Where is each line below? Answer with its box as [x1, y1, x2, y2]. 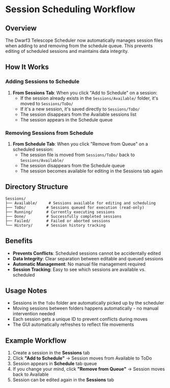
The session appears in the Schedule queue [20, 116, 113, 123]
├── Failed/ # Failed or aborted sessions [5, 218, 110, 223]
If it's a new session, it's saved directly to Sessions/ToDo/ [20, 106, 140, 112]
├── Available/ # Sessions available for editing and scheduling [5, 200, 156, 205]
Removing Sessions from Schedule [5, 129, 94, 136]
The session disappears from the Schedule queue [20, 162, 125, 168]
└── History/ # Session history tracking [5, 223, 106, 228]
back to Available [12, 371, 49, 377]
